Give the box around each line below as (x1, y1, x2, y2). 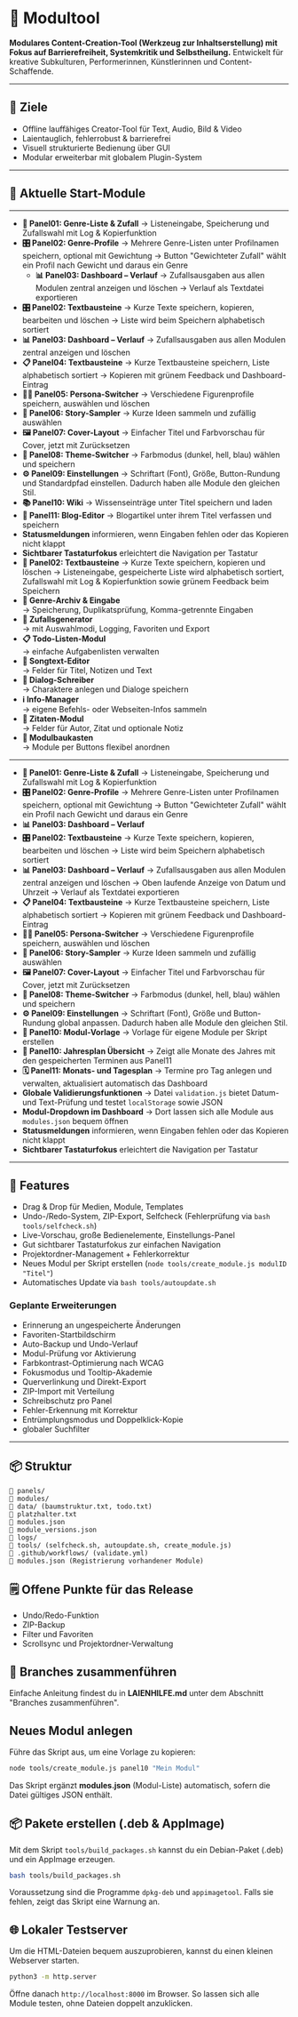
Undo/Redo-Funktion (21, 1610, 99, 1621)
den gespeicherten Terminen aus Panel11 (21, 1055, 173, 1065)
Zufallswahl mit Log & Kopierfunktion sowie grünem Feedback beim (21, 575, 270, 586)
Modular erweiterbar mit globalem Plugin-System (21, 151, 202, 163)
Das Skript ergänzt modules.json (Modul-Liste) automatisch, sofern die (9, 1780, 271, 1790)
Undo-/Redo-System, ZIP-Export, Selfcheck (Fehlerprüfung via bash (21, 1211, 271, 1222)
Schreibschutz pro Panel (21, 1395, 113, 1406)
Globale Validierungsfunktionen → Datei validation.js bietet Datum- (21, 1087, 279, 1097)
